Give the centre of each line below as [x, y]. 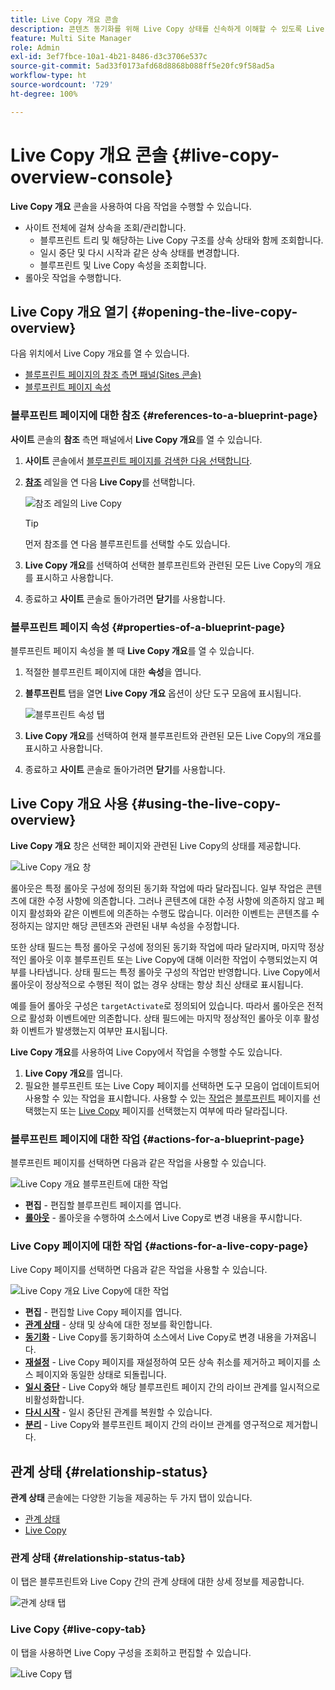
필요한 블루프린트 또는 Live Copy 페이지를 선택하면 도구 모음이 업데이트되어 [172, 1085]
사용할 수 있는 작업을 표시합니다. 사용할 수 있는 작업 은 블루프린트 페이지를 [167, 1098]
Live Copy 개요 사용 [69, 804]
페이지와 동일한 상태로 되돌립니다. [101, 1375]
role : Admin [35, 47]
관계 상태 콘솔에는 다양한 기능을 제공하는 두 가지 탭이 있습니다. [131, 1498]
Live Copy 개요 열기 [69, 311]
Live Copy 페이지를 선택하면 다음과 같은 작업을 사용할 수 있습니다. [139, 1270]
